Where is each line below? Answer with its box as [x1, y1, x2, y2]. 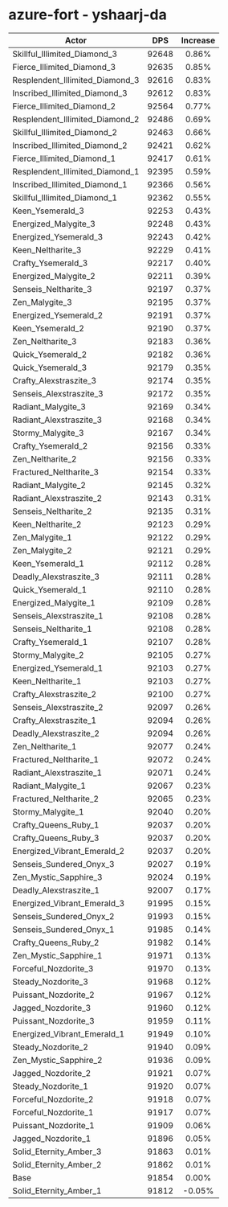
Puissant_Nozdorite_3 [12, 1015, 95, 1026]
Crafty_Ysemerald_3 [12, 257, 88, 269]
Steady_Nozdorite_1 [12, 1080, 88, 1091]
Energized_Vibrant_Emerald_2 [12, 845, 125, 856]
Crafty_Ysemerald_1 [12, 636, 88, 647]
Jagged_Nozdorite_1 [12, 1132, 92, 1143]
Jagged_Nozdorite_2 [12, 1067, 92, 1078]
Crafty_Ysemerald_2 [12, 440, 88, 451]
